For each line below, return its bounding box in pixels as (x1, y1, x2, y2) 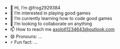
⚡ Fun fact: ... (10, 39, 38, 45)
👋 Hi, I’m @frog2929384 (10, 5, 61, 10)
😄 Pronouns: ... (10, 33, 43, 39)
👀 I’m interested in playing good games (10, 10, 91, 16)
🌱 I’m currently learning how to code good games (10, 15, 112, 21)
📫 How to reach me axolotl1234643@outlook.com (10, 26, 115, 32)
